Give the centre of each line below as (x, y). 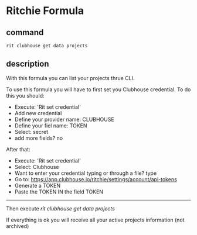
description (28, 64)
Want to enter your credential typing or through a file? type (86, 173)
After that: (18, 149)
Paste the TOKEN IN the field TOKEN (59, 192)
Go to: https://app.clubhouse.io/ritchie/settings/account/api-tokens (96, 179)
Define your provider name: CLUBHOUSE (64, 119)
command (25, 32)
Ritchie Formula (45, 11)
